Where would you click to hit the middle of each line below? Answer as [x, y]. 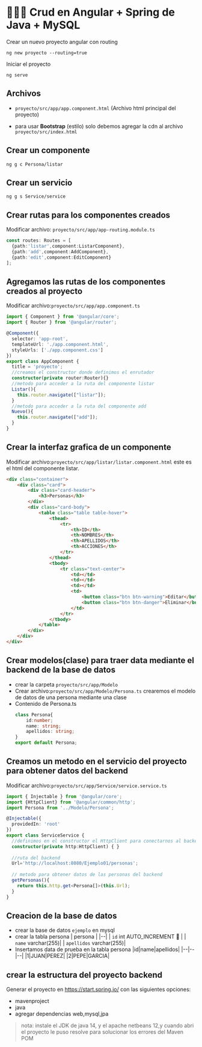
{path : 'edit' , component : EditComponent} [62, 257]
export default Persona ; [46, 743]
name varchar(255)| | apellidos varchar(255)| [70, 943]
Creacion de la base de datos [62, 916]
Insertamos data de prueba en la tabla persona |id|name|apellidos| [97, 949]
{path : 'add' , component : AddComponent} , [60, 252]
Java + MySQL [43, 25]
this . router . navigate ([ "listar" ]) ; [62, 395]
